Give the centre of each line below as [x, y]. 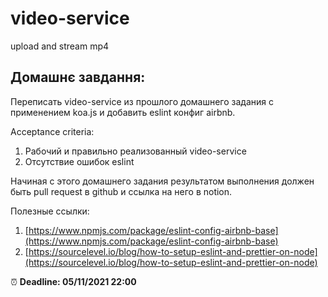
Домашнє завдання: [78, 77]
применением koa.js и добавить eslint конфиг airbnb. [123, 112]
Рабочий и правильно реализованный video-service [135, 151]
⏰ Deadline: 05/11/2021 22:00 [73, 281]
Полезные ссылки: [50, 211]
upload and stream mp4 [60, 46]
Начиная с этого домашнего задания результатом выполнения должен [162, 181]
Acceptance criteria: [52, 131]
